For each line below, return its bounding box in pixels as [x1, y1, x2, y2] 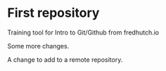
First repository [7, 5, 100, 21]
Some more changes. [7, 41, 70, 50]
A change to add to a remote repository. [7, 55, 123, 64]
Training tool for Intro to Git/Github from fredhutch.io [7, 28, 160, 37]
